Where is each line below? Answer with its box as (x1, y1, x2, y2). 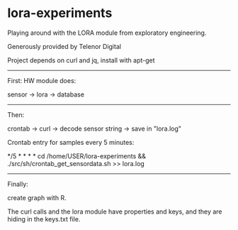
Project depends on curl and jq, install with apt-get (7, 55, 155, 65)
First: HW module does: (7, 76, 76, 84)
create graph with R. (7, 193, 67, 202)
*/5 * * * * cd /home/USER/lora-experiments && (7, 151, 147, 160)
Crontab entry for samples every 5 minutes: (7, 138, 135, 146)
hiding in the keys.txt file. (7, 214, 81, 223)
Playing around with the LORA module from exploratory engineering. (7, 28, 207, 37)
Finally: (7, 180, 28, 188)
